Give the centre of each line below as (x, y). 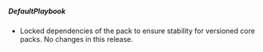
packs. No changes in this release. (77, 39)
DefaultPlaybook (37, 11)
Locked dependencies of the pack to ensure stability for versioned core (137, 31)
